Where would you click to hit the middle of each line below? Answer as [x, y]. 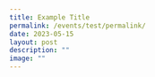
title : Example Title [50, 17]
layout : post [34, 42]
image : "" [28, 58]
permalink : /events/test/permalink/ [77, 26]
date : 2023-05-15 [42, 34]
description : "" [39, 50]
